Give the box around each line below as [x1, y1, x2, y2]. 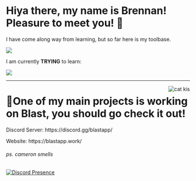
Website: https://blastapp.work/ [6, 137, 82, 144]
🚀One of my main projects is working [6, 95, 188, 108]
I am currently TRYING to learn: [6, 58, 82, 65]
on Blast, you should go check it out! [6, 107, 186, 120]
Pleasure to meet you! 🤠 [6, 16, 124, 30]
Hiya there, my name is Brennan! [6, 4, 167, 17]
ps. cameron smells [6, 151, 54, 158]
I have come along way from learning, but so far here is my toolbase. [6, 36, 171, 42]
